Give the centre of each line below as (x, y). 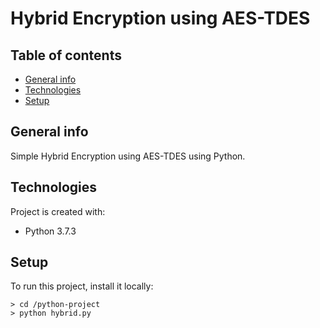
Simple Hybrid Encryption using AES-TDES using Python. (128, 156)
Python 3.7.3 (50, 231)
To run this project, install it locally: (82, 286)
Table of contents (66, 55)
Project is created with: (58, 211)
